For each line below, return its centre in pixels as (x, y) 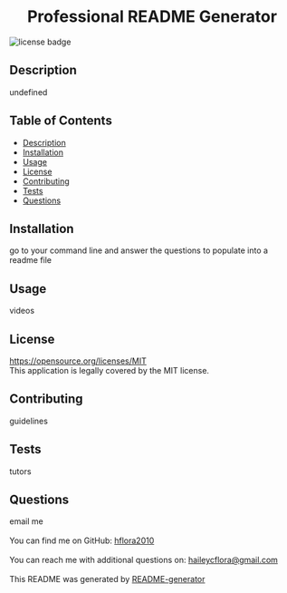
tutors (20, 471)
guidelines (29, 421)
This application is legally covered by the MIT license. (110, 370)
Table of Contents (61, 121)
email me (26, 521)
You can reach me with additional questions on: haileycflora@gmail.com (144, 560)
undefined (29, 92)
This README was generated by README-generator (107, 579)
